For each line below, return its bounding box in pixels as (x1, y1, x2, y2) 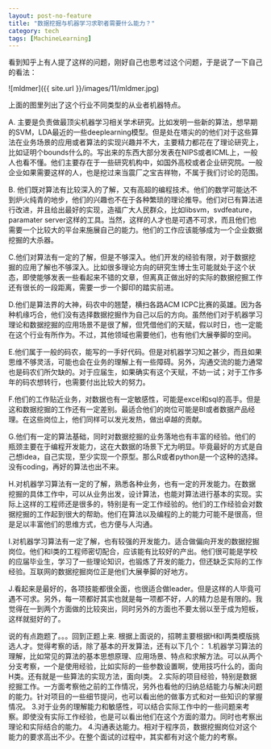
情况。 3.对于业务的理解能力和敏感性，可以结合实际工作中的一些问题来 (8, 702, 244, 712)
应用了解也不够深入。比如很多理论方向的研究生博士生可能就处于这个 (22, 263, 248, 273)
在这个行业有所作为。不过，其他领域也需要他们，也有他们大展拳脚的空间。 (8, 330, 256, 339)
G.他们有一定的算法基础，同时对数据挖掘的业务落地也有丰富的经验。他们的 (8, 432, 256, 442)
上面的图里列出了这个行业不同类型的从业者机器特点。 (8, 100, 186, 110)
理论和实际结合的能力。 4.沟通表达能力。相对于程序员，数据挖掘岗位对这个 (8, 722, 257, 732)
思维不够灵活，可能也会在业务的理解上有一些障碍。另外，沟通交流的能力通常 (8, 357, 263, 367)
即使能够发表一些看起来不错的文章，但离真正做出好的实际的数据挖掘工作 (22, 273, 263, 282)
